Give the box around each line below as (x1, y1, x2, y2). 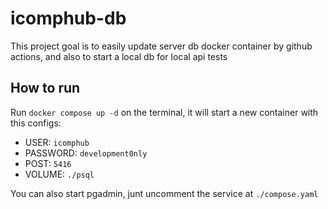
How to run (10, 80, 81, 97)
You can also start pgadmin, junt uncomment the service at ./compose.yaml (10, 187, 319, 199)
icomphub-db (10, 7, 127, 30)
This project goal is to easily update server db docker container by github (10, 40, 313, 52)
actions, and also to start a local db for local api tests (10, 50, 228, 62)
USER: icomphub (24, 136, 90, 148)
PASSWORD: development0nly (24, 147, 148, 159)
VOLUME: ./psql (24, 168, 95, 180)
